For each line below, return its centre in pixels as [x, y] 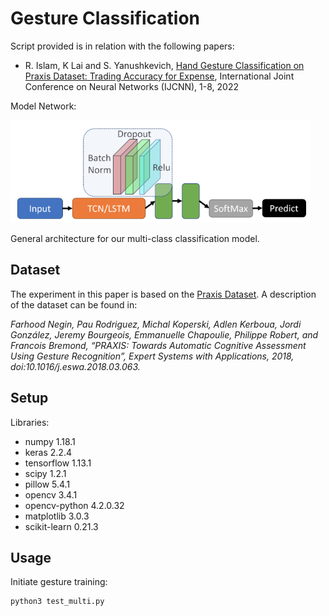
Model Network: [43, 106]
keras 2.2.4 [48, 452]
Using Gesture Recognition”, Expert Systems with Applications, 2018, [152, 356]
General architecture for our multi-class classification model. [135, 238]
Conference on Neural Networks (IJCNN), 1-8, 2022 [131, 86]
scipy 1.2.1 [45, 473]
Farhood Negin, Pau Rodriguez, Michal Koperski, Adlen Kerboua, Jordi [156, 324]
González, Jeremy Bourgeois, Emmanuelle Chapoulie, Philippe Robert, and [164, 334]
